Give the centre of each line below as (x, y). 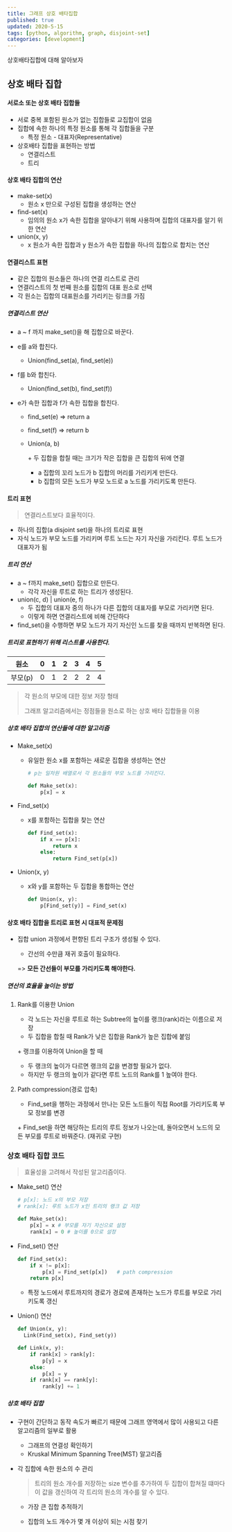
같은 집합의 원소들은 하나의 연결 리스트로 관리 (78, 279)
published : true (30, 20)
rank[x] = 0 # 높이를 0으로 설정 (73, 1232)
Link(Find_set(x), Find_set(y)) (70, 1336)
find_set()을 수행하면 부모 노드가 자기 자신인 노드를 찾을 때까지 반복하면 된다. (121, 625)
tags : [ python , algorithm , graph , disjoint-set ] (79, 33)
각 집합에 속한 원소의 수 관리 (55, 1469)
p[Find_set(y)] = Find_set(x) (84, 906)
